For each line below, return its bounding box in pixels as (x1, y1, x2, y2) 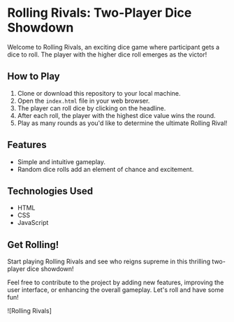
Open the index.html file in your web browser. (17, 96, 150, 105)
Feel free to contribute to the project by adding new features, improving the (7, 278, 224, 287)
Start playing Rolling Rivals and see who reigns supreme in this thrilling (7, 257, 211, 266)
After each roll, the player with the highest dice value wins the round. (17, 111, 216, 119)
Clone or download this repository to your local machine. (17, 89, 181, 97)
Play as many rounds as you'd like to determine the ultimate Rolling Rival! (17, 119, 228, 127)
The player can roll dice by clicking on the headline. (17, 103, 166, 112)
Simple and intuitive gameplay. (17, 157, 106, 166)
